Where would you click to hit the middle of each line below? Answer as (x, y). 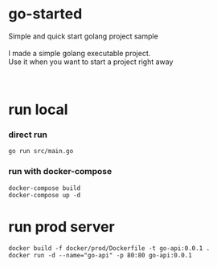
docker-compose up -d (45, 195)
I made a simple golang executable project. (80, 53)
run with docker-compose (60, 172)
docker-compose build (45, 188)
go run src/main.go (41, 152)
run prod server (61, 227)
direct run (28, 135)
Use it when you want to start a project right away (91, 62)
